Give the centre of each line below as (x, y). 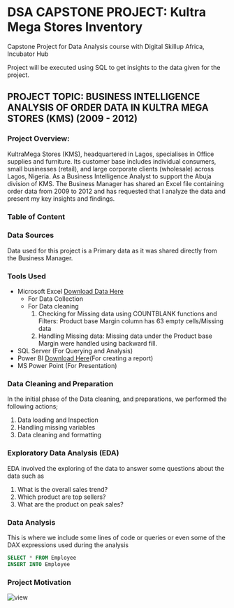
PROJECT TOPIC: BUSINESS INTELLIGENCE (104, 97)
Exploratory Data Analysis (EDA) (63, 453)
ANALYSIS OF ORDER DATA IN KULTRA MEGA (108, 108)
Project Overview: (38, 139)
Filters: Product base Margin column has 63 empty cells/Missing (131, 321)
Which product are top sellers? (61, 497)
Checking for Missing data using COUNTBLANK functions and (127, 314)
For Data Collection (56, 299)
